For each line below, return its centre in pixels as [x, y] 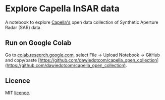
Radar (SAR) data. [24, 27]
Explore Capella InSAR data [62, 9]
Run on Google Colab [38, 43]
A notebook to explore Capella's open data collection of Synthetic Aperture [82, 22]
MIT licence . [18, 93]
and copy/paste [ [23, 60]
